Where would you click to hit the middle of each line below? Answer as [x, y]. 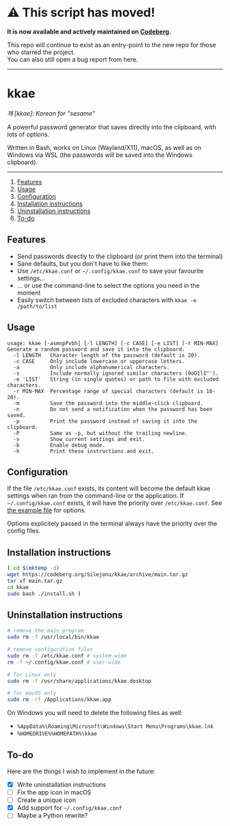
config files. [24, 531]
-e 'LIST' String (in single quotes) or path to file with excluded [116, 379]
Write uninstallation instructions [61, 785]
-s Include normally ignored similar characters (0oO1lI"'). [116, 373]
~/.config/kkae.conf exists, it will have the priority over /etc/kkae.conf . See [115, 503]
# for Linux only [32, 675]
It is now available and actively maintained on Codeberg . [89, 32]
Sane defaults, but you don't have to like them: [82, 263]
